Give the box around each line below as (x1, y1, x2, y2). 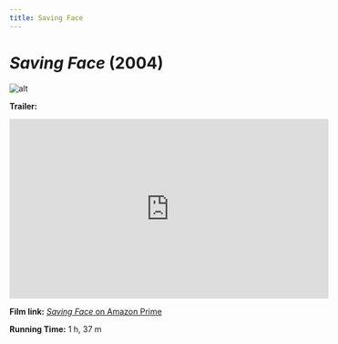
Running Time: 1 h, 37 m (9, 323, 102, 334)
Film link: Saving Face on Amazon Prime (9, 306, 162, 317)
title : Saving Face (9, 13, 84, 23)
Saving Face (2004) (9, 52, 164, 73)
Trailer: (9, 100, 38, 111)
